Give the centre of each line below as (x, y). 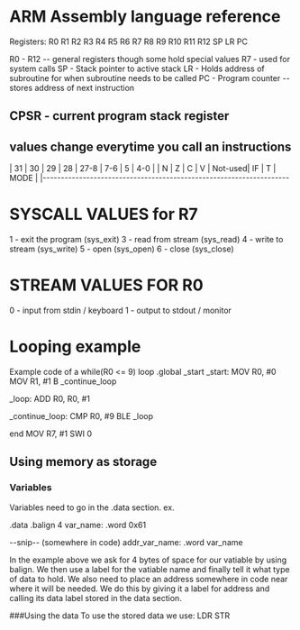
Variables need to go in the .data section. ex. (92, 507)
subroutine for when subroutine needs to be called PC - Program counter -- (150, 78)
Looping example (75, 347)
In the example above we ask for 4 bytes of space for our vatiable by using (148, 560)
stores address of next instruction (72, 87)
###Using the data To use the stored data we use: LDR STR (120, 616)
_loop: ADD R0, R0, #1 (50, 398)
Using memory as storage (83, 462)
